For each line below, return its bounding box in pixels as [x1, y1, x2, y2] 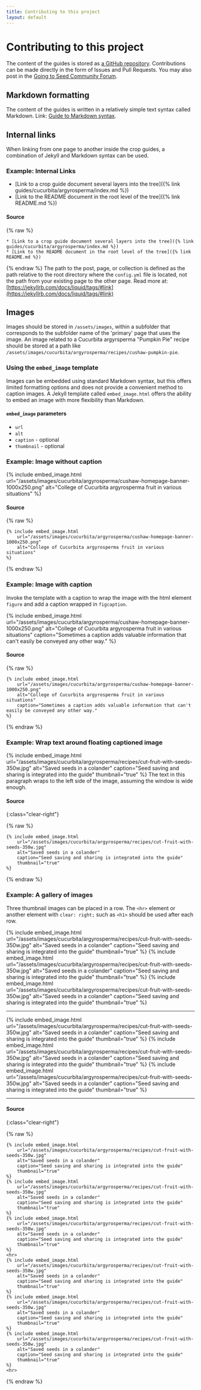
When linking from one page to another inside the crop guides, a [6, 146, 165, 153]
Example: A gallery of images [6, 891, 93, 899]
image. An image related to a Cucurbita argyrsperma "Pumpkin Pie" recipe [6, 336, 190, 343]
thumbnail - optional [14, 442, 65, 449]
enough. [6, 784, 27, 791]
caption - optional [14, 436, 60, 443]
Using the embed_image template [6, 364, 99, 372]
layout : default [6, 14, 47, 20]
